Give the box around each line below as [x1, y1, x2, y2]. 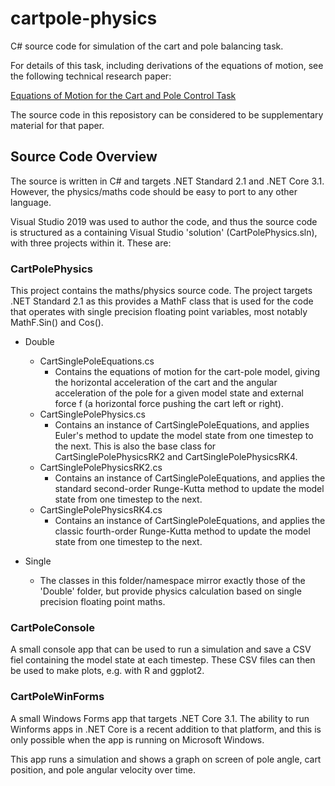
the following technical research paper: [10, 70, 172, 82]
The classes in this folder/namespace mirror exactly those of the [39, 575, 306, 587]
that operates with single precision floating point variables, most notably [10, 306, 308, 318]
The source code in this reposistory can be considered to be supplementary [10, 108, 324, 121]
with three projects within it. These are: [10, 237, 172, 249]
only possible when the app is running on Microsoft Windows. [10, 733, 265, 746]
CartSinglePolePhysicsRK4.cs [39, 504, 163, 516]
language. [10, 196, 52, 208]
